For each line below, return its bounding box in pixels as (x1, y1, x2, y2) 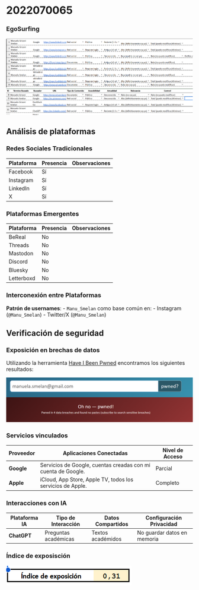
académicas (44, 535, 75, 542)
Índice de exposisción (6, 552, 70, 560)
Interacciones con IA (6, 498, 67, 507)
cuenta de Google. (40, 468, 85, 475)
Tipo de (56, 514, 76, 521)
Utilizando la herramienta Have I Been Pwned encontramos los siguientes (6, 359, 185, 367)
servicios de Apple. (40, 482, 87, 490)
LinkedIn (8, 185, 30, 192)
